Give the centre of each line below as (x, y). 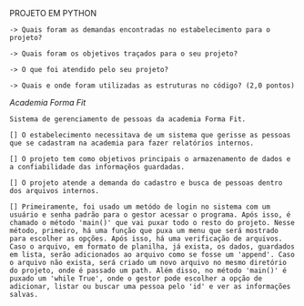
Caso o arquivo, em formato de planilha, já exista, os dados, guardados (152, 247)
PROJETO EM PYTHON (53, 13)
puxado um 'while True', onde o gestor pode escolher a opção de (136, 279)
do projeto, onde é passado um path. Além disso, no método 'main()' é (148, 270)
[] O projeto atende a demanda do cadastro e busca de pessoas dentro (146, 183)
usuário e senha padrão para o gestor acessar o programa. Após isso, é (150, 215)
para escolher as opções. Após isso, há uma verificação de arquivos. (146, 239)
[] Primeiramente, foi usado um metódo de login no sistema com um (140, 207)
